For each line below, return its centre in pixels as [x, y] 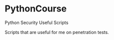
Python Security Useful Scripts [37, 22]
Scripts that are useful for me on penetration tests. [57, 32]
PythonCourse [36, 9]
